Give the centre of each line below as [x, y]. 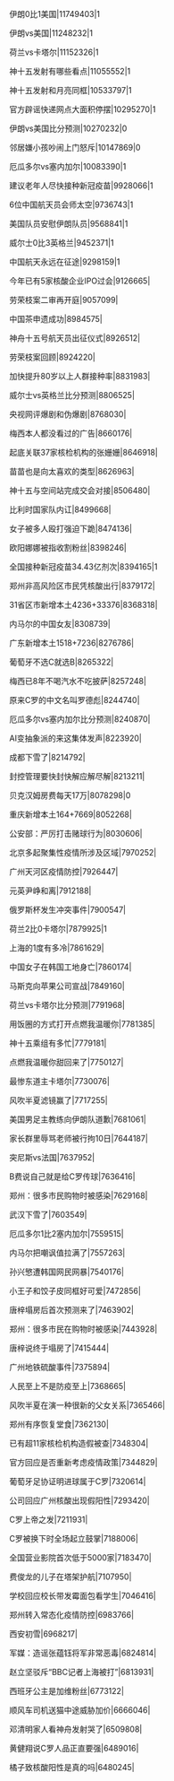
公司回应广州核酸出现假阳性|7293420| [79, 1500]
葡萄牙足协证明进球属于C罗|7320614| [78, 1481]
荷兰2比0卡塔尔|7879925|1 [58, 929]
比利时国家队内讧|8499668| [60, 509]
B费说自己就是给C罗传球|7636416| [72, 1177]
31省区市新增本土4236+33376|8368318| [83, 605]
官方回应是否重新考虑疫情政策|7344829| [83, 1462]
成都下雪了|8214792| [48, 757]
